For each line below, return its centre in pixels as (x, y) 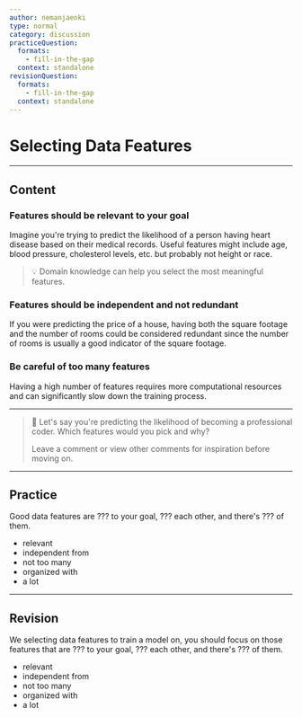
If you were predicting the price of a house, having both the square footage (149, 324)
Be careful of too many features (80, 367)
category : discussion (50, 34)
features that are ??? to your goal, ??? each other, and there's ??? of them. (146, 650)
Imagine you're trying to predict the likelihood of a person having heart (140, 235)
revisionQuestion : (44, 76)
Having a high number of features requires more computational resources (146, 386)
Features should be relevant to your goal (99, 215)
